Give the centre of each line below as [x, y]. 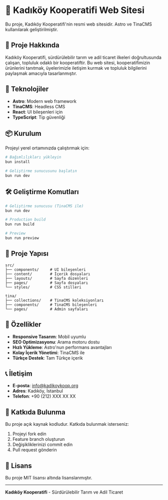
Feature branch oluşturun [38, 439]
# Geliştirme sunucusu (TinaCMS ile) [44, 206]
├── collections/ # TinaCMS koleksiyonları [54, 300]
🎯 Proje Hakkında [32, 45]
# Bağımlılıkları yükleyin [33, 157]
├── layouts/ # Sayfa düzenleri [47, 278]
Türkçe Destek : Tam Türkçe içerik [48, 358]
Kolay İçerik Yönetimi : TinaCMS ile [48, 353]
